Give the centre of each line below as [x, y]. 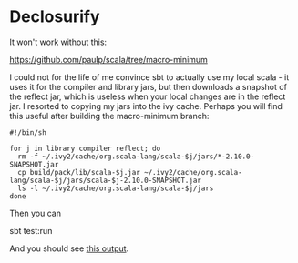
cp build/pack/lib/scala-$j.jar [79, 172]
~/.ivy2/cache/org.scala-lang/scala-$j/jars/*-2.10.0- [149, 157]
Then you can [36, 213]
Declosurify [55, 17]
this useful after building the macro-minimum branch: [109, 116]
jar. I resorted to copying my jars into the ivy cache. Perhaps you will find [146, 106]
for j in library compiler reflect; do [85, 148]
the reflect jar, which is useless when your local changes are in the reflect [148, 96]
